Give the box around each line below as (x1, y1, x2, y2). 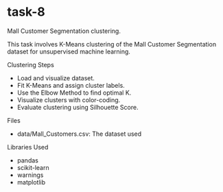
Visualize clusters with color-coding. (16, 95, 121, 104)
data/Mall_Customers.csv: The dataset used (16, 130, 142, 138)
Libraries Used (7, 143, 49, 151)
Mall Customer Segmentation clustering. (7, 27, 121, 35)
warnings (16, 171, 44, 179)
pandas (16, 156, 39, 165)
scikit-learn (16, 163, 49, 171)
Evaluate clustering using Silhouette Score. (16, 103, 139, 111)
